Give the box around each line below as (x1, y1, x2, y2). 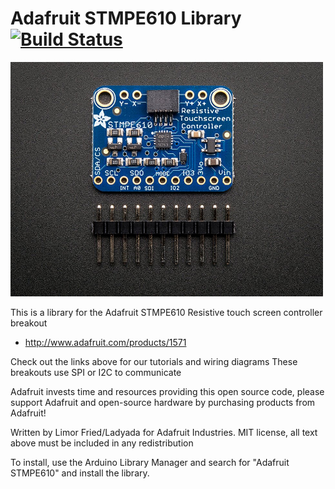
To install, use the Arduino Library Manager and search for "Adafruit (10, 457, 290, 469)
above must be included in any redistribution (10, 437, 194, 449)
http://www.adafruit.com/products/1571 (24, 337, 187, 349)
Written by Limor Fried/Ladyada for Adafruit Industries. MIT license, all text (10, 427, 318, 439)
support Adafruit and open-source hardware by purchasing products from (10, 397, 316, 409)
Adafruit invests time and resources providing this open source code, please (10, 386, 325, 398)
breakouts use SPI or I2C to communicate (10, 367, 182, 379)
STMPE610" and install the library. (10, 467, 150, 479)
